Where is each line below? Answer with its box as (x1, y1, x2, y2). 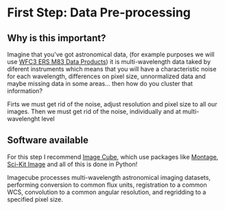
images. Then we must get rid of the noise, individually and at (7, 108, 182, 115)
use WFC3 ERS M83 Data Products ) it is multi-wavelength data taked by (7, 58, 211, 66)
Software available (7, 135, 89, 146)
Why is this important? (7, 32, 106, 44)
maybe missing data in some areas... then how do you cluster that (7, 80, 193, 87)
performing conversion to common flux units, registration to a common (7, 180, 207, 189)
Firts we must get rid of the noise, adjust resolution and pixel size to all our (7, 100, 217, 108)
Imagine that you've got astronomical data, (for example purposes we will (7, 50, 215, 58)
